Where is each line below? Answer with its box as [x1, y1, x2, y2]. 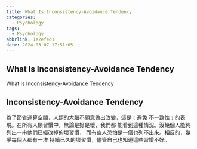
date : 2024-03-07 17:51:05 [6, 42, 73, 48]
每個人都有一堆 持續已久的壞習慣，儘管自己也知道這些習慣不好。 [11, 136, 170, 143]
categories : [6, 14, 36, 20]
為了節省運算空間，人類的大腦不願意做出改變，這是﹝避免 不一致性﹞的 [6, 114, 180, 121]
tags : [6, 25, 20, 32]
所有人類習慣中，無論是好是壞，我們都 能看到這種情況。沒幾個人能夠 [21, 121, 191, 128]
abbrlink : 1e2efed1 [6, 36, 55, 42]
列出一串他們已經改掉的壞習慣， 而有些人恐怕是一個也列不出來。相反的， [6, 129, 186, 136]
